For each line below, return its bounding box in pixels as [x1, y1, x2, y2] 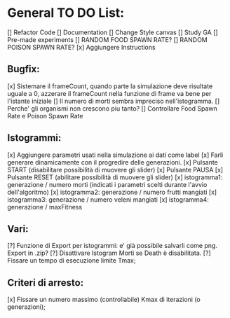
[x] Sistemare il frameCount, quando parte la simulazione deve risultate [7, 82, 213, 90]
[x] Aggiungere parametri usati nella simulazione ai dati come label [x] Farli [7, 151, 224, 159]
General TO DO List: [7, 5, 125, 21]
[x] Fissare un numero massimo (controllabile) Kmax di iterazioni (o [7, 296, 201, 304]
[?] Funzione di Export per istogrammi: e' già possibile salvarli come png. [7, 242, 217, 250]
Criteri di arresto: [7, 277, 84, 289]
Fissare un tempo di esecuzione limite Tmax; [7, 256, 136, 265]
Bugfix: [7, 63, 40, 75]
